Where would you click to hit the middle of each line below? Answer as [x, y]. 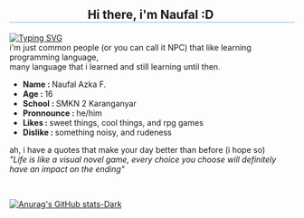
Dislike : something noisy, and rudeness [97, 132]
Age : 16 [38, 93]
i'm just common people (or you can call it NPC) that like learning [130, 47]
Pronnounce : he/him [62, 113]
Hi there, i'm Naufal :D [151, 15]
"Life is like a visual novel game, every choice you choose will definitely [143, 159]
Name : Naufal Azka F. [64, 84]
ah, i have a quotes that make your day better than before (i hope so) [137, 149]
